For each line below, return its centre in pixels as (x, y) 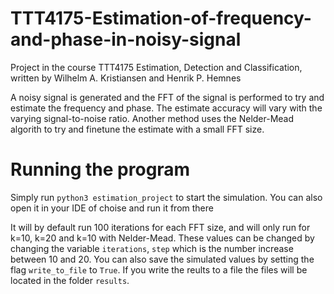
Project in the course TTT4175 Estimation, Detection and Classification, (156, 67)
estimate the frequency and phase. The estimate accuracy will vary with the (166, 108)
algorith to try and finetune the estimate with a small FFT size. (137, 129)
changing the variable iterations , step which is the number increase (152, 248)
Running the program (100, 169)
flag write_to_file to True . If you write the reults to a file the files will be (159, 269)
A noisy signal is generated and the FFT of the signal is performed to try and (167, 97)
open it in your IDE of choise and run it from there (112, 208)
